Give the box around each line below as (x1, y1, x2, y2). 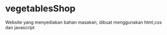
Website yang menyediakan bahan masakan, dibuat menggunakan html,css (5, 19, 162, 25)
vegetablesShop (5, 3, 76, 14)
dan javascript (5, 24, 35, 30)
